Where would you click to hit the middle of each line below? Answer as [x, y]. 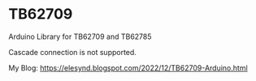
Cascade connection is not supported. [72, 52]
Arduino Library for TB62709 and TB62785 [80, 36]
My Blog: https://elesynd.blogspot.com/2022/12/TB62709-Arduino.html [128, 68]
